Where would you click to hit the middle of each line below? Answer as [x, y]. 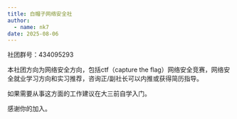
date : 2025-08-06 [33, 34]
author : [19, 21]
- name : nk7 [32, 27]
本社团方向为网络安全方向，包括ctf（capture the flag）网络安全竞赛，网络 [116, 70]
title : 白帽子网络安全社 [40, 14]
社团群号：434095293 [41, 55]
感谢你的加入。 [29, 109]
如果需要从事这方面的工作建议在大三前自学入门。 [79, 93]
